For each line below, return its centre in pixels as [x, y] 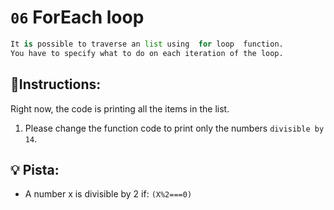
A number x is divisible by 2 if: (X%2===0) [108, 194]
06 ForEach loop [77, 17]
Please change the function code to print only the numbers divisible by [174, 128]
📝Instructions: [56, 84]
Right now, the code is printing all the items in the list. [120, 108]
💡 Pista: [35, 169]
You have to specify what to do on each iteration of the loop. [147, 53]
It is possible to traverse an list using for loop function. [147, 44]
